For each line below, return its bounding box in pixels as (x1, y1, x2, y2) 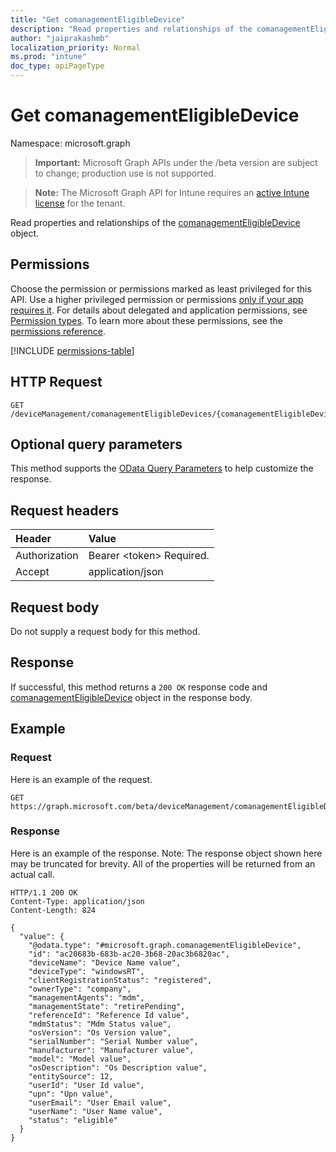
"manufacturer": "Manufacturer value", (28, 1045, 195, 1055)
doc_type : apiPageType (10, 61, 105, 71)
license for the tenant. (34, 197, 126, 209)
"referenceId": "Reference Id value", (28, 1010, 190, 1020)
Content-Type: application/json (10, 896, 145, 906)
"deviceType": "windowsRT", (28, 966, 145, 976)
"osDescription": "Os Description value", (28, 1062, 208, 1073)
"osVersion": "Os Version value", (28, 1027, 172, 1038)
